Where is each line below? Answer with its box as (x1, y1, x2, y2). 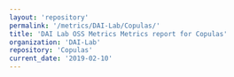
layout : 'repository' (9, 12, 90, 22)
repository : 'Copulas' (9, 46, 93, 55)
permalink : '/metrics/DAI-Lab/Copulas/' (9, 21, 161, 30)
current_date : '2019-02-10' (9, 54, 113, 63)
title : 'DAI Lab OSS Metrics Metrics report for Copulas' (9, 29, 228, 38)
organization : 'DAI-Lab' (9, 37, 101, 47)
